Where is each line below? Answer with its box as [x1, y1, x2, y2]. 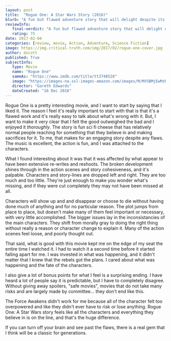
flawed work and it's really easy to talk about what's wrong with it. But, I [5, 113, 156, 119]
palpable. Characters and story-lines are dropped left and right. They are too [5, 172, 166, 178]
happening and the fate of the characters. [5, 262, 93, 268]
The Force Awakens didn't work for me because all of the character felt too [5, 298, 163, 304]
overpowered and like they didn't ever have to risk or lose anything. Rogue [5, 303, 161, 309]
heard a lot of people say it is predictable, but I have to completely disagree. [5, 277, 164, 283]
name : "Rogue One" [12, 69, 51, 75]
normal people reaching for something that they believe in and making [5, 129, 153, 135]
